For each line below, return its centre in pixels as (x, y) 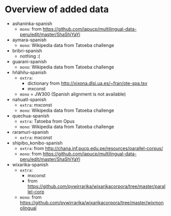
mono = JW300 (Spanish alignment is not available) (73, 94)
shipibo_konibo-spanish (37, 143)
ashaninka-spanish (32, 23)
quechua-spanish (31, 115)
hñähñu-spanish (29, 72)
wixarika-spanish (30, 164)
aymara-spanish (29, 40)
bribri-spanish (27, 51)
